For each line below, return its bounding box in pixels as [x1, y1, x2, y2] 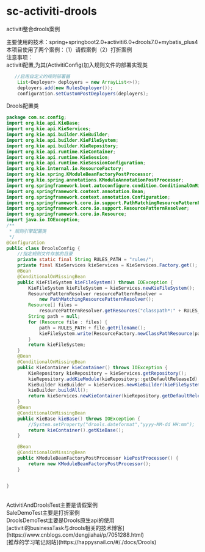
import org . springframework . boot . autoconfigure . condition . [6, 182, 160, 189]
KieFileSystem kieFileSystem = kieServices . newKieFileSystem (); [28, 285, 195, 291]
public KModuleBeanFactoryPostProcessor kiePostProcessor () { [17, 455, 179, 462]
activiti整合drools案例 [6, 25, 60, 32]
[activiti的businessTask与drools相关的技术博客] [6, 524, 125, 531]
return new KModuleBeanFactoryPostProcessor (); [28, 460, 151, 467]
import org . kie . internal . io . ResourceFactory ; [6, 166, 124, 172]
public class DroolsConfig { [6, 245, 81, 251]
